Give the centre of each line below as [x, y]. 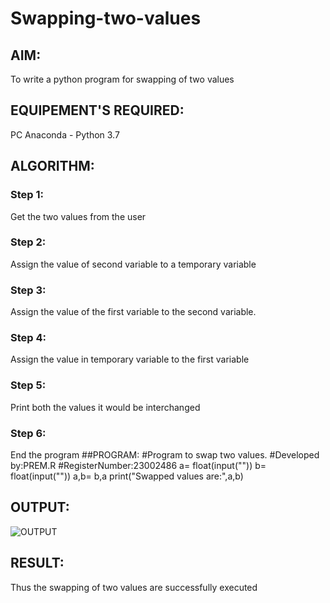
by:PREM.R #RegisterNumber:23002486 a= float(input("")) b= [138, 465]
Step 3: [28, 290]
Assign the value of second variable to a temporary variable [133, 264]
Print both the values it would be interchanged [105, 407]
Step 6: [28, 433]
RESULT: [37, 563]
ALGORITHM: [52, 166]
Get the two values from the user [78, 216]
